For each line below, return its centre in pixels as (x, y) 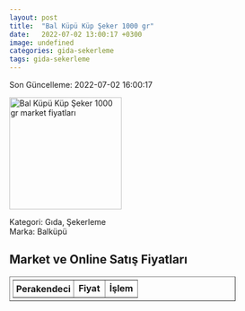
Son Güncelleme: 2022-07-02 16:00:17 (81, 85)
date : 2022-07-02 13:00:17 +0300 (76, 34)
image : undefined (42, 43)
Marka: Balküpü (38, 231)
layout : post (34, 17)
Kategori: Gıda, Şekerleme (58, 222)
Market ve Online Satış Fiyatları (99, 259)
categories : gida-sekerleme (62, 51)
